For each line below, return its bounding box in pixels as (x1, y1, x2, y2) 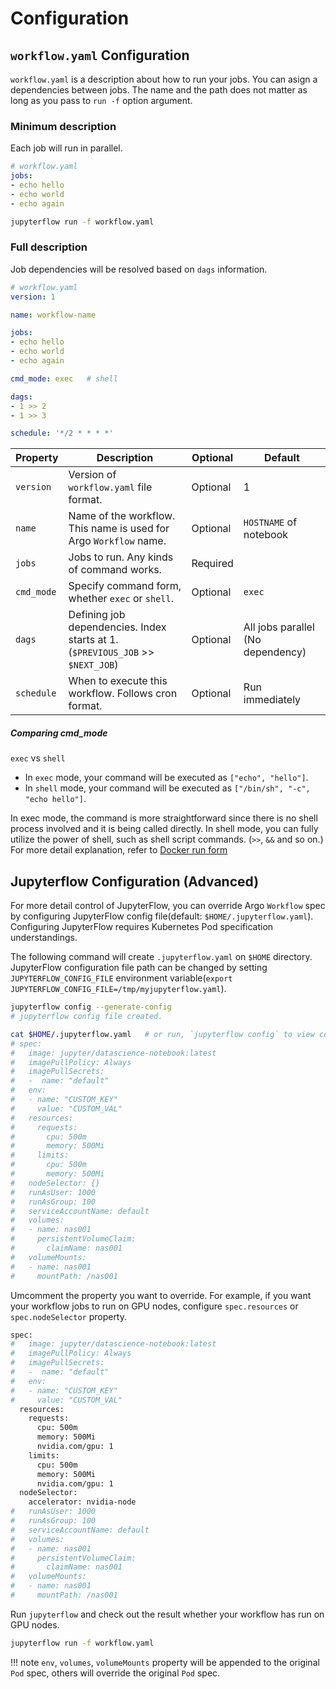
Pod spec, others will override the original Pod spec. (10, 1667, 221, 1679)
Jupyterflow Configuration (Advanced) (10, 873, 260, 890)
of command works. (68, 563, 162, 577)
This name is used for (68, 522, 170, 536)
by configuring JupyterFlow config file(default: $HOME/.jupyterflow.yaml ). (10, 910, 314, 922)
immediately (243, 693, 302, 707)
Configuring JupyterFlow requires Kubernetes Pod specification (10, 921, 274, 933)
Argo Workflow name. (68, 534, 167, 548)
